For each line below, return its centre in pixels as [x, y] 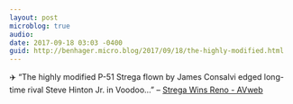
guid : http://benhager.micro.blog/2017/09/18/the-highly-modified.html [146, 51]
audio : [22, 34]
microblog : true [40, 26]
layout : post [34, 17]
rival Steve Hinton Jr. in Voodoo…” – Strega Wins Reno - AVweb [145, 90]
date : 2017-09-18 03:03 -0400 [66, 43]
